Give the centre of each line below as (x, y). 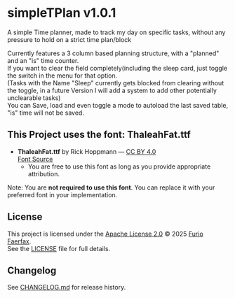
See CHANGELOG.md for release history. (67, 288)
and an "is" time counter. (43, 60)
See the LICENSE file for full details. (59, 248)
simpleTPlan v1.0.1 (62, 13)
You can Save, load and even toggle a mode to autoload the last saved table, (118, 105)
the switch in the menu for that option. (62, 76)
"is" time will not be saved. (46, 113)
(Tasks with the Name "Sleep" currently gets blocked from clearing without (116, 83)
